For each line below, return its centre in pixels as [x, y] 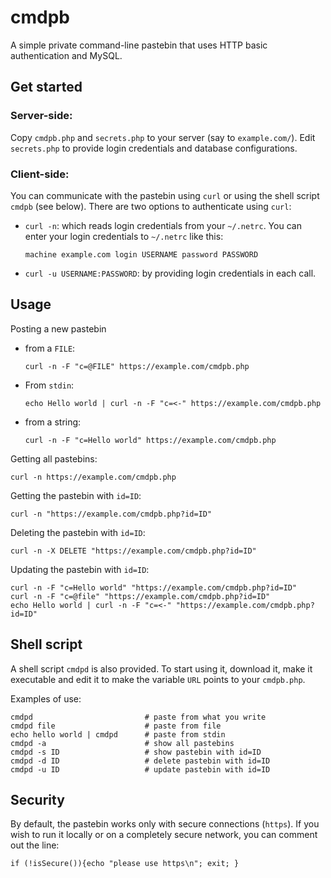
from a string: [53, 422]
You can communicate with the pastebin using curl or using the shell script [165, 195]
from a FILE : [50, 348]
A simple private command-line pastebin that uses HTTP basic [139, 45]
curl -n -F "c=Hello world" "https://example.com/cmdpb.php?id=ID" [154, 587]
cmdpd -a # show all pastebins [122, 743]
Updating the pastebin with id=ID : [80, 569]
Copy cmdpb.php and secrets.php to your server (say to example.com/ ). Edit [163, 137]
